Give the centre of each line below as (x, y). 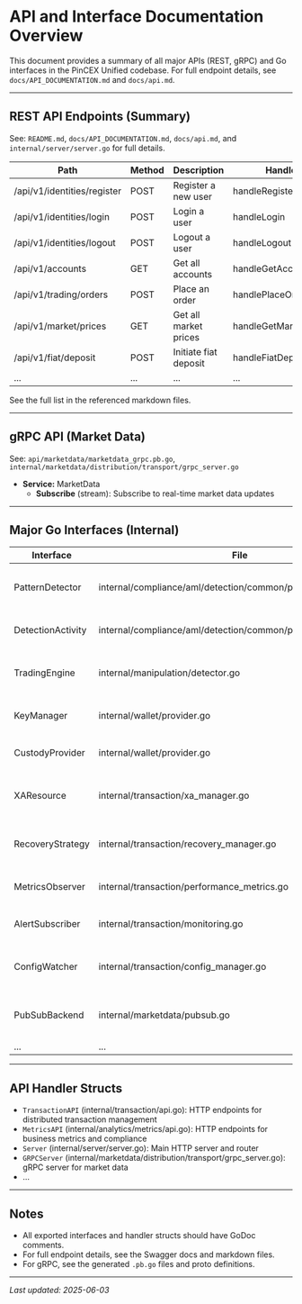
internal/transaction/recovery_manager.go (187, 844)
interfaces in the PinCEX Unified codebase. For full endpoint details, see (143, 70)
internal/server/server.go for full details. (87, 148)
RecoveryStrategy (52, 844)
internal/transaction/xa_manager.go (174, 796)
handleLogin (259, 216)
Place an (191, 288)
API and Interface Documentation (137, 17)
